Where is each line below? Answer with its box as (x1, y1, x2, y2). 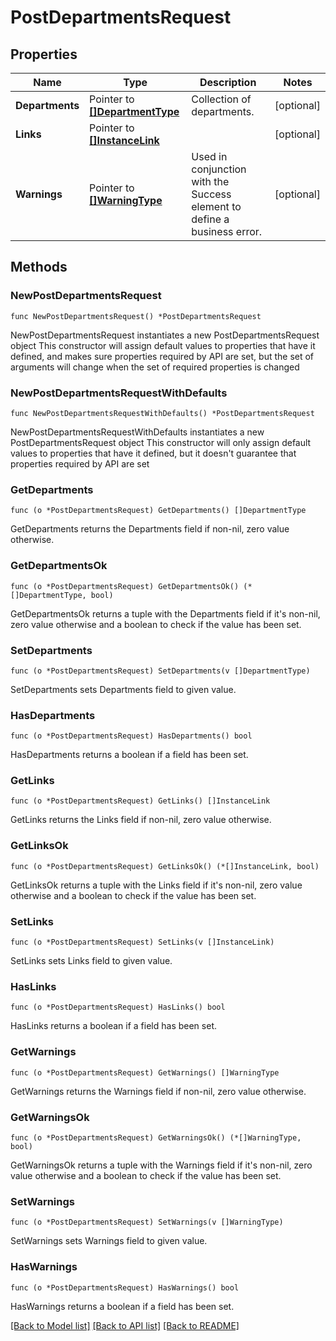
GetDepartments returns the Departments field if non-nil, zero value (10, 523, 290, 535)
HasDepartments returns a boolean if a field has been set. (10, 749, 249, 761)
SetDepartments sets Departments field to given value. (10, 683, 237, 695)
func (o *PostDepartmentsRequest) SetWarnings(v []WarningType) (10, 1217, 284, 1228)
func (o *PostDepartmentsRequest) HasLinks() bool (10, 1002, 226, 1013)
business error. (191, 225, 263, 238)
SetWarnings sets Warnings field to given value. (10, 1235, 208, 1247)
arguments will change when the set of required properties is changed (10, 361, 300, 373)
